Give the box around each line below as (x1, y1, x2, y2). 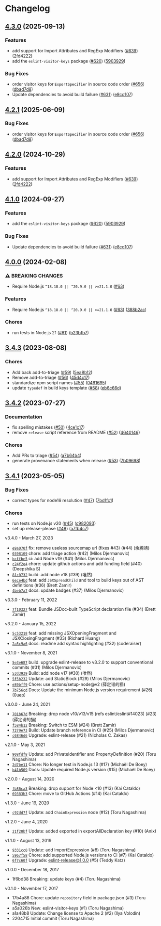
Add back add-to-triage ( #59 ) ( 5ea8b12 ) (12, 369, 93, 375)
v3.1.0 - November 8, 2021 (5, 650, 58, 656)
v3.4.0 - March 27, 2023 (5, 535, 53, 541)
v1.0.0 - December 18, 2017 (5, 867, 59, 873)
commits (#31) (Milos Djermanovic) (12, 665, 82, 670)
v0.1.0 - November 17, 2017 (5, 886, 59, 892)
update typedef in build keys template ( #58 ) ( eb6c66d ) (12, 385, 122, 390)
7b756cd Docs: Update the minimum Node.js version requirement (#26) (12, 687, 153, 693)
